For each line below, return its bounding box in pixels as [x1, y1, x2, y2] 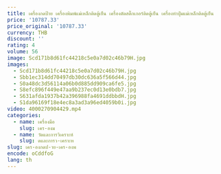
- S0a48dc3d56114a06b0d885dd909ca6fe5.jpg [13, 80, 137, 87]
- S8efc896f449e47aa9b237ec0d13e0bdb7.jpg [13, 86, 137, 93]
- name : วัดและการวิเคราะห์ [13, 131, 73, 138]
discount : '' [7, 36, 45, 42]
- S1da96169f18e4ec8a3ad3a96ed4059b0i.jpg [13, 99, 137, 106]
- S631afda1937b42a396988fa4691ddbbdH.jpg [13, 93, 137, 100]
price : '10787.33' [7, 16, 60, 23]
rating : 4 [7, 42, 36, 49]
